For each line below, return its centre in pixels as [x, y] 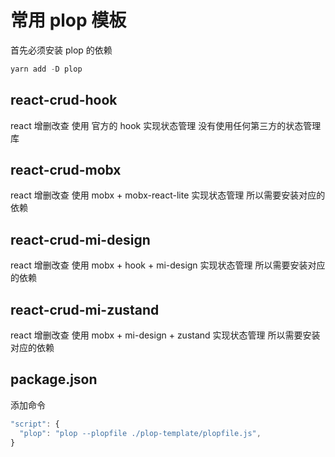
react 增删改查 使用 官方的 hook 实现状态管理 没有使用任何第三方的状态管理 [166, 125]
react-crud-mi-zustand [85, 309]
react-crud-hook [64, 100]
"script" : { [35, 424]
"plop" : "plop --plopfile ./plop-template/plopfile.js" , [140, 433]
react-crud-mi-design [80, 239]
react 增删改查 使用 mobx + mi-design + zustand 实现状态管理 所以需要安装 [165, 335]
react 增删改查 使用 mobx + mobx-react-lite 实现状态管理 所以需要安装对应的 [168, 195]
